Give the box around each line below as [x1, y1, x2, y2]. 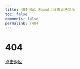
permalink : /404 [5, 21, 39, 26]
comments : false [5, 16, 39, 21]
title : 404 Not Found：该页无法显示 [5, 7, 76, 12]
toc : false [5, 12, 28, 17]
